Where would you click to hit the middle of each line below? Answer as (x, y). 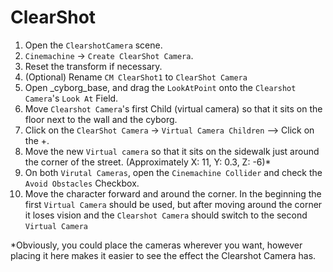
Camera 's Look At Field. (71, 98)
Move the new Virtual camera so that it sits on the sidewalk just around (172, 151)
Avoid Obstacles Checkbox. (82, 183)
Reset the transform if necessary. (93, 66)
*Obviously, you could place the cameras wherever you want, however (156, 245)
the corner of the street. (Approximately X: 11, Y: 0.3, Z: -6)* (148, 162)
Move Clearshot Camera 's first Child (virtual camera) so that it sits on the (173, 108)
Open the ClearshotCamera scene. (93, 45)
